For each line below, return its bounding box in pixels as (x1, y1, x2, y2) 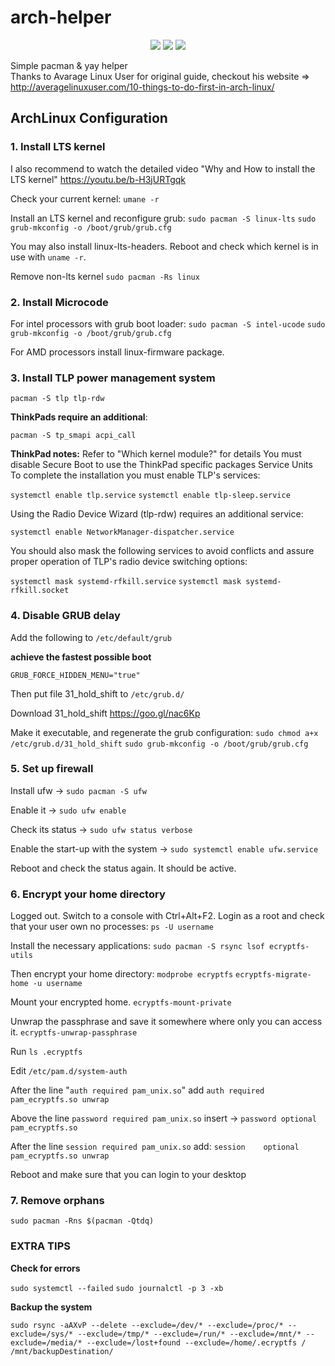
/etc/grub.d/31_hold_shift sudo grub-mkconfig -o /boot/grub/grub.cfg (10, 739, 309, 749)
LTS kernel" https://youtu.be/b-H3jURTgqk (10, 173, 186, 185)
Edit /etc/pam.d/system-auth (10, 1065, 128, 1077)
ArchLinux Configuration (10, 110, 168, 127)
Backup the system (10, 1301, 93, 1313)
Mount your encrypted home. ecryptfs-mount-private (10, 996, 232, 1008)
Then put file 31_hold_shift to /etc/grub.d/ (10, 687, 185, 700)
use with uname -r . (10, 251, 87, 263)
